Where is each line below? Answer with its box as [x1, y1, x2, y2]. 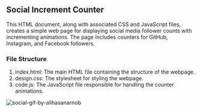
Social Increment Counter [6, 5, 104, 15]
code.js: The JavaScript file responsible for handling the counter [14, 81, 174, 89]
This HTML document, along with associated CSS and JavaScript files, [6, 20, 181, 28]
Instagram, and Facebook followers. [6, 40, 95, 47]
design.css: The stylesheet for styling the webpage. [14, 75, 144, 82]
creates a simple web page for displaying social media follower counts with [6, 27, 192, 34]
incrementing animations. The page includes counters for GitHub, [6, 33, 168, 41]
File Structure [6, 55, 47, 63]
